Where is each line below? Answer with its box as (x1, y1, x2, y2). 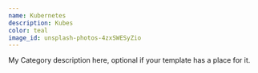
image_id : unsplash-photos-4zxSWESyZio (8, 33, 142, 42)
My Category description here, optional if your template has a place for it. (8, 56, 251, 65)
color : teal (8, 26, 48, 34)
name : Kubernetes (8, 11, 67, 20)
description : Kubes (8, 19, 74, 27)
